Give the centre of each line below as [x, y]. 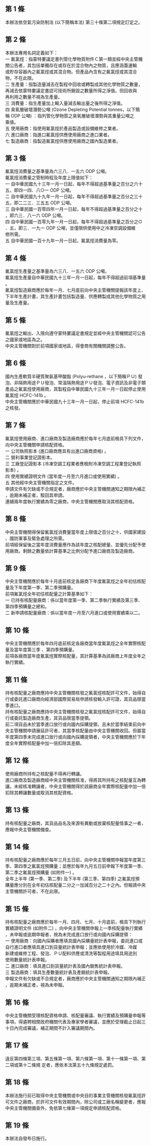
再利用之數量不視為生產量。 [34, 97]
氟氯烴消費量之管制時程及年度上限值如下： [49, 177]
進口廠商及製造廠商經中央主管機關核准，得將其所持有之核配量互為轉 [75, 780]
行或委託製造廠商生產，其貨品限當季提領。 [49, 718]
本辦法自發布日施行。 [27, 1138]
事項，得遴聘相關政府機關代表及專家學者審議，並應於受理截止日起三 [75, 1022]
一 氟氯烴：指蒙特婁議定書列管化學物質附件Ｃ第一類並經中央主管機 [74, 59]
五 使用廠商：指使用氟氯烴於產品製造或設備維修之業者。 [63, 128]
